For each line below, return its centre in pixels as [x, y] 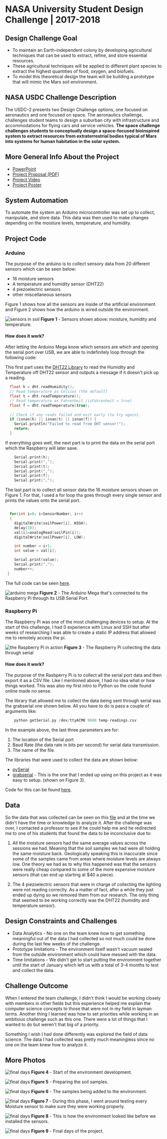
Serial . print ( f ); [32, 476]
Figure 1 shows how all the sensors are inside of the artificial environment [80, 304]
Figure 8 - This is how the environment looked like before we [93, 1116]
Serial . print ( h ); [32, 457]
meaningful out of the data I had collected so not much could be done [84, 938]
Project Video [26, 179]
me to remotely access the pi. [36, 638]
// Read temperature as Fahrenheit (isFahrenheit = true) [71, 401]
